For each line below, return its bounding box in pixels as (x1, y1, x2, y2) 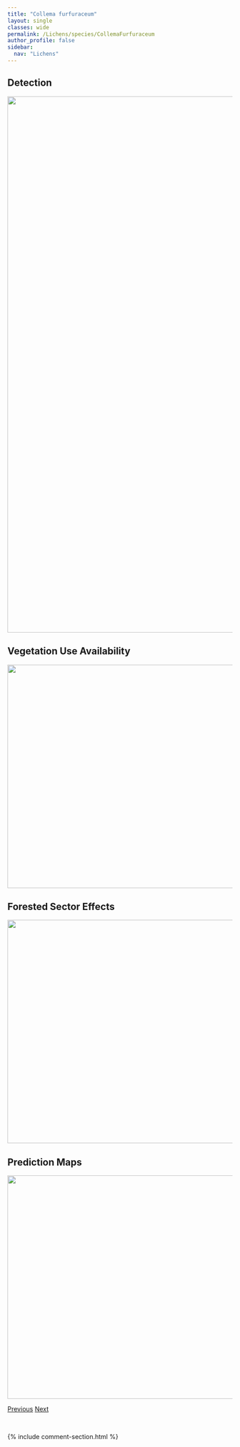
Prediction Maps (7, 1156, 82, 1168)
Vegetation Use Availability (7, 645, 131, 658)
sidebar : (7, 44, 34, 51)
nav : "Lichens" (14, 51, 59, 58)
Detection (7, 76, 52, 89)
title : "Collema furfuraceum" (7, 10, 98, 18)
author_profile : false (7, 37, 75, 44)
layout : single (7, 17, 53, 24)
